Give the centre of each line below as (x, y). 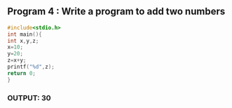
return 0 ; (22, 73)
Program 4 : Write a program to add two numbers (116, 12)
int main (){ (25, 34)
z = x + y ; (17, 60)
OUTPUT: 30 (29, 97)
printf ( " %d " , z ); (31, 67)
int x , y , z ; (23, 41)
